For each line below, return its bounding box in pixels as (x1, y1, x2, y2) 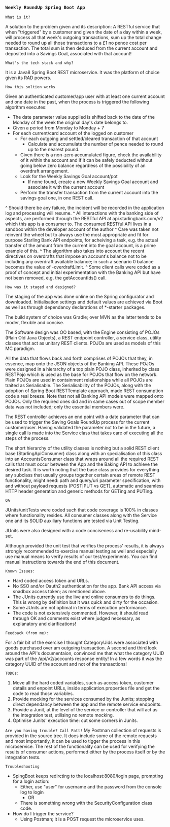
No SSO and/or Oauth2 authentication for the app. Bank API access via (12, 583, 161, 589)
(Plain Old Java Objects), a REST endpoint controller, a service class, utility (5, 335, 161, 341)
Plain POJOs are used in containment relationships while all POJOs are (5, 377, 153, 383)
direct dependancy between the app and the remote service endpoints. (12, 701, 162, 707)
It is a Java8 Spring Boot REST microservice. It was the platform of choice (5, 70, 160, 76)
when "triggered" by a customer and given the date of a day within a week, (5, 29, 162, 35)
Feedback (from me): (5, 631, 49, 636)
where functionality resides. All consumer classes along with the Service (5, 512, 157, 519)
